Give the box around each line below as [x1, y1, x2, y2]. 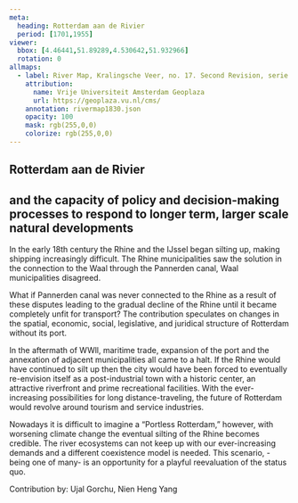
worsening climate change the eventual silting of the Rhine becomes [9, 429, 260, 440]
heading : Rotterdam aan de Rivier [17, 21, 145, 30]
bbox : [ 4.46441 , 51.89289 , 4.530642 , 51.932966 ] [17, 46, 189, 55]
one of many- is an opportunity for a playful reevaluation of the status [31, 457, 287, 468]
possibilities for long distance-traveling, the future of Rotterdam [49, 392, 283, 403]
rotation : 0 [17, 54, 62, 63]
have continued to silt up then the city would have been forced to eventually [9, 364, 287, 375]
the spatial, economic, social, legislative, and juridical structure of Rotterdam [9, 318, 289, 329]
